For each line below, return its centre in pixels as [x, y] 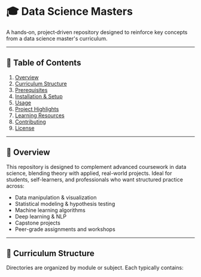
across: [16, 186]
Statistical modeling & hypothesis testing [65, 204]
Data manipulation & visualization [56, 197]
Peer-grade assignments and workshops [65, 229]
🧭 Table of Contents [44, 63]
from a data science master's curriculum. [57, 38]
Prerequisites [31, 90]
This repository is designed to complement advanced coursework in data [96, 167]
